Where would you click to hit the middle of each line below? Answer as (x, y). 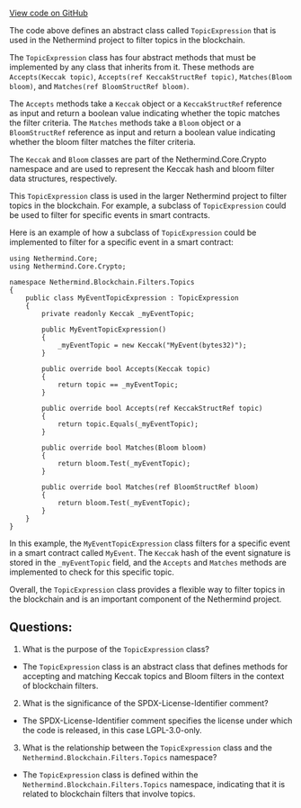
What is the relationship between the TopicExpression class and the (147, 748)
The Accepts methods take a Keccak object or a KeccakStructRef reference (146, 104)
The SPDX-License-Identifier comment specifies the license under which (157, 721)
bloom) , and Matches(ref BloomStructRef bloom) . (99, 86)
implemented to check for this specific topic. (92, 572)
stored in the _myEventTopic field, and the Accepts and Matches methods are (148, 563)
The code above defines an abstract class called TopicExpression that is (143, 30)
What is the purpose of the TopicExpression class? (115, 649)
